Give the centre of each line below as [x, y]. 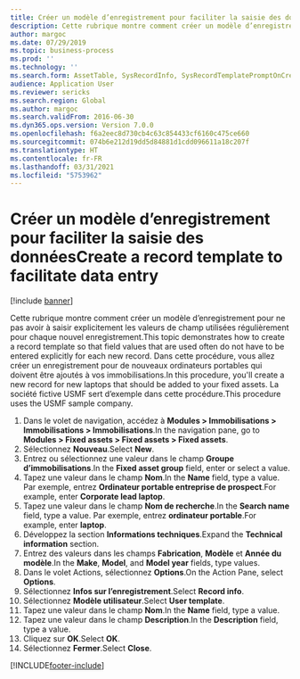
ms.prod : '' [32, 59]
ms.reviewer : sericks [50, 92]
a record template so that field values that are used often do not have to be [147, 347]
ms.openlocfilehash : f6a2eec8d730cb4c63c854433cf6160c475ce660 [130, 134]
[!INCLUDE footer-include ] [57, 666]
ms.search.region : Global [58, 100]
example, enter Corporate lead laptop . [94, 497]
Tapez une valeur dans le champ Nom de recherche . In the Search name [156, 506]
